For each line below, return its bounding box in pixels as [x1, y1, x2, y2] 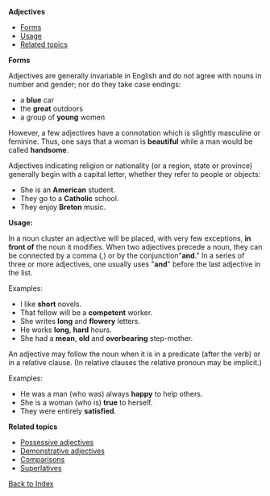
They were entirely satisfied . [19, 406, 117, 415]
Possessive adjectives [19, 438, 94, 447]
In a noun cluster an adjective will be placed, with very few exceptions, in [8, 233, 251, 243]
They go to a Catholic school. [19, 194, 119, 203]
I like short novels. [19, 299, 82, 309]
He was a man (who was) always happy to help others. [19, 389, 203, 398]
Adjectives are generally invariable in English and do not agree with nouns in [8, 71, 262, 80]
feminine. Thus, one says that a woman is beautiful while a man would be [8, 137, 253, 146]
